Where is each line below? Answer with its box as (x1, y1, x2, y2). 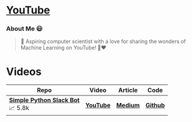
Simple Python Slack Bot (9, 96, 80, 104)
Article (118, 86, 138, 94)
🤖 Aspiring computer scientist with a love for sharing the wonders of (20, 38, 186, 45)
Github (145, 101, 165, 109)
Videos (6, 65, 42, 78)
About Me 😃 (6, 25, 43, 33)
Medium (116, 101, 140, 109)
